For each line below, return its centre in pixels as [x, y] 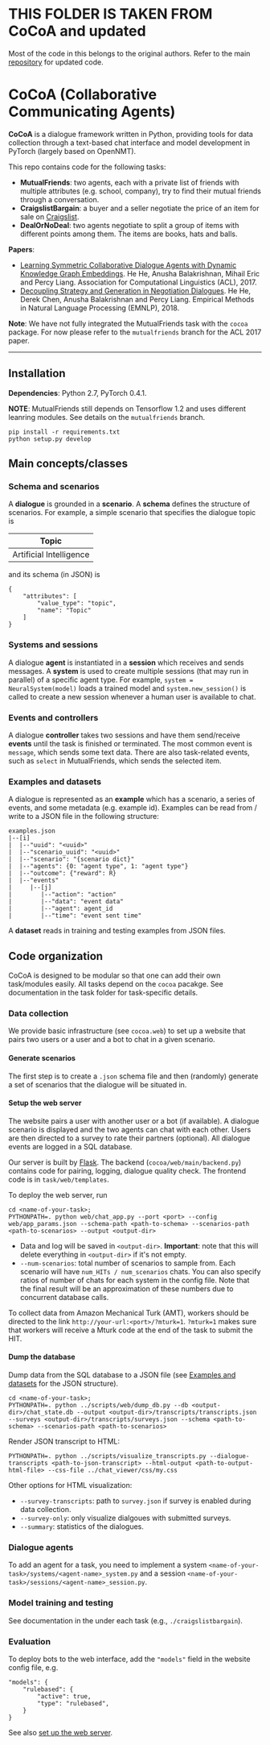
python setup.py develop [50, 439]
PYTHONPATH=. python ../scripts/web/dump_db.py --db [98, 1405]
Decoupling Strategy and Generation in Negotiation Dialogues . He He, [135, 290]
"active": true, [64, 1696]
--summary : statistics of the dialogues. [82, 1526]
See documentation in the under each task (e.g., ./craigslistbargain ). [126, 1620]
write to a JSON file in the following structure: [84, 816]
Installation [37, 374]
